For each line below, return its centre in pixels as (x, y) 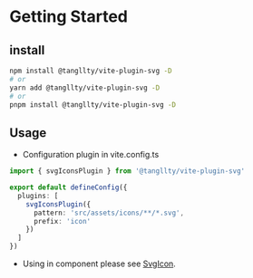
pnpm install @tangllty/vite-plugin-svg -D (93, 105)
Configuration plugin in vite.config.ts (91, 155)
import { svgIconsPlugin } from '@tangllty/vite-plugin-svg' (127, 171)
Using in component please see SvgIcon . (99, 264)
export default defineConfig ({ (68, 187)
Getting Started (69, 17)
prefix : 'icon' (62, 221)
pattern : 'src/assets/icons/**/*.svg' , (108, 213)
